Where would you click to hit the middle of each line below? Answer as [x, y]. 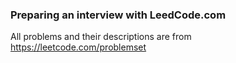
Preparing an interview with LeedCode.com [118, 15]
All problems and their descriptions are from [101, 37]
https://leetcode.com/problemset [78, 47]
